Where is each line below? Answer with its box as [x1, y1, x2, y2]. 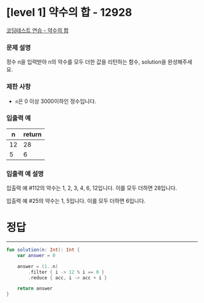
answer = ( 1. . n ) [17, 263, 59, 270]
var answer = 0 [17, 252, 56, 258]
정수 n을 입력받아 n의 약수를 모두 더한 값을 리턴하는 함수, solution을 [6, 58, 167, 65]
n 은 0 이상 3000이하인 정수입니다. [15, 98, 97, 105]
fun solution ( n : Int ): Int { [6, 247, 80, 253]
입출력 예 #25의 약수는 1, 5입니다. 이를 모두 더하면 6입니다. [6, 198, 146, 205]
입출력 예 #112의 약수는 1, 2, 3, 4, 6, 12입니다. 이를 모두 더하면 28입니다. [6, 184, 177, 191]
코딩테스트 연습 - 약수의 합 [6, 27, 69, 34]
